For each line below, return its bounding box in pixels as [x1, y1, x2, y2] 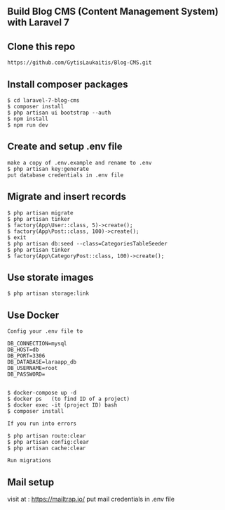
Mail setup [7, 476, 55, 488]
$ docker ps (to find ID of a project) [7, 395, 130, 403]
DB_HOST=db [7, 346, 39, 354]
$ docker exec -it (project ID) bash [7, 402, 118, 409]
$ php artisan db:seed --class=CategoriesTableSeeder [7, 240, 168, 247]
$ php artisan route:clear [7, 433, 86, 440]
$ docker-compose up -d [7, 390, 77, 397]
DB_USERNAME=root [7, 365, 58, 372]
